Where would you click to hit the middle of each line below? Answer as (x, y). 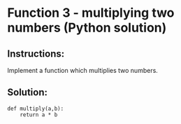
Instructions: (36, 54)
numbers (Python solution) (87, 28)
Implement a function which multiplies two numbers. (83, 70)
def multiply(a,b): (36, 109)
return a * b (39, 115)
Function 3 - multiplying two (91, 13)
